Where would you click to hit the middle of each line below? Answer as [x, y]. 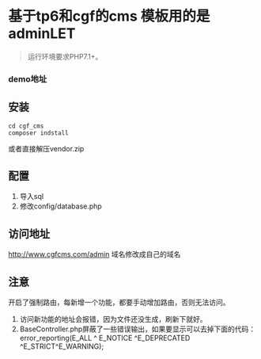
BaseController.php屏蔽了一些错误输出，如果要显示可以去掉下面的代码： [138, 329]
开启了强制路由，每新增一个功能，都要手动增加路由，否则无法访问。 [119, 303]
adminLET [42, 34]
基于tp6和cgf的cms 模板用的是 [109, 16]
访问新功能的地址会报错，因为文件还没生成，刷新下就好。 [113, 319]
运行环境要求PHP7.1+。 [65, 56]
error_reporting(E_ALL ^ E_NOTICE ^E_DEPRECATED [105, 338]
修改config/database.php [61, 206]
